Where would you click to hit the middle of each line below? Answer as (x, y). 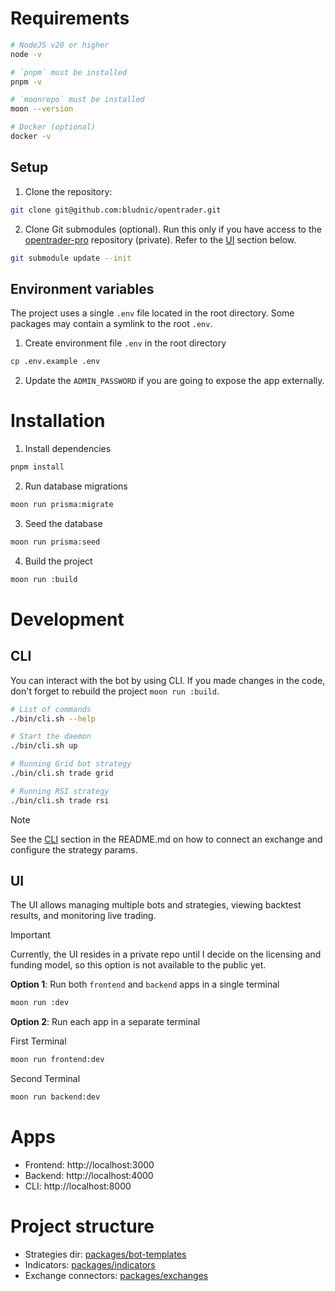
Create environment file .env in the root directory (125, 343)
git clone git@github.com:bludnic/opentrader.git (116, 210)
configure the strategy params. (74, 849)
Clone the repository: (68, 191)
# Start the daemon (51, 737)
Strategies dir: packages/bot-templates (105, 1254)
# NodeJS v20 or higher (60, 45)
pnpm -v (26, 82)
